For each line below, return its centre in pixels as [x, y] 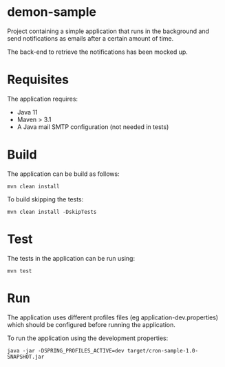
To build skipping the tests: [45, 199]
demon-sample [52, 12]
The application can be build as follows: [63, 174]
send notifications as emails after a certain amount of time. [90, 38]
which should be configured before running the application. [91, 324]
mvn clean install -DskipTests [52, 212]
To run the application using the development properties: [88, 338]
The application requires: [42, 99]
